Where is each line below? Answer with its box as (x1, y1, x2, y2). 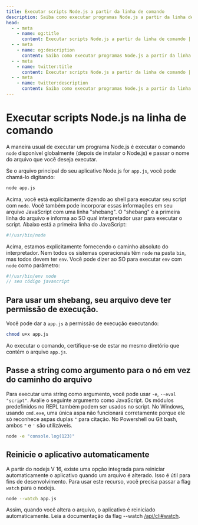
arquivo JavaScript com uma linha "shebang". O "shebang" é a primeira (6, 208, 180, 215)
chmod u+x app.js (6, 332, 49, 338)
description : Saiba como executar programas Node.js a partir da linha (6, 14, 186, 20)
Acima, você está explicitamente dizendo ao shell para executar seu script (6, 196, 187, 203)
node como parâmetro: (6, 261, 60, 269)
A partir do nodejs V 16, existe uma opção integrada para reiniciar (6, 465, 165, 472)
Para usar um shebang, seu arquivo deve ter (6, 295, 171, 305)
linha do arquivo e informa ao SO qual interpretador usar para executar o (6, 214, 183, 222)
